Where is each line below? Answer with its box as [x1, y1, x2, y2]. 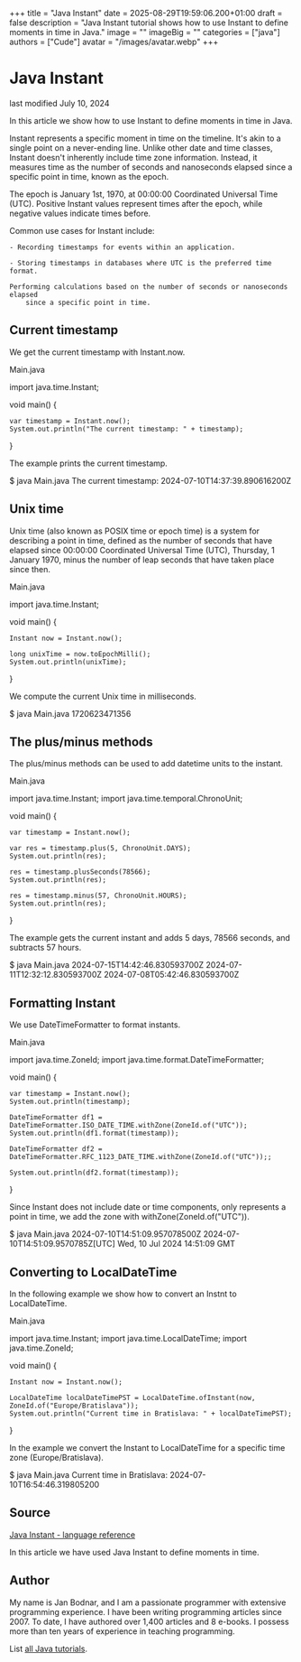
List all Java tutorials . [9, 1643, 88, 1654]
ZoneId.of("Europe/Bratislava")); [9, 1401, 140, 1410]
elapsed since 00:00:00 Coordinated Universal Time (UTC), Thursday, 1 [9, 544, 275, 555]
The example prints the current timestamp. [9, 458, 169, 469]
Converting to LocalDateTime [9, 1264, 178, 1280]
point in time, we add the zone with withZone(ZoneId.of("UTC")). [9, 1212, 250, 1222]
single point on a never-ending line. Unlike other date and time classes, [9, 142, 273, 153]
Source [9, 1505, 51, 1520]
